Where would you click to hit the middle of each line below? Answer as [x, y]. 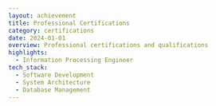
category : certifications [51, 30]
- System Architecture [53, 82]
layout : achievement [43, 16]
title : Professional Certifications [69, 23]
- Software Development [55, 75]
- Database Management [53, 90]
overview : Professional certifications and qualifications [108, 45]
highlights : [28, 53]
